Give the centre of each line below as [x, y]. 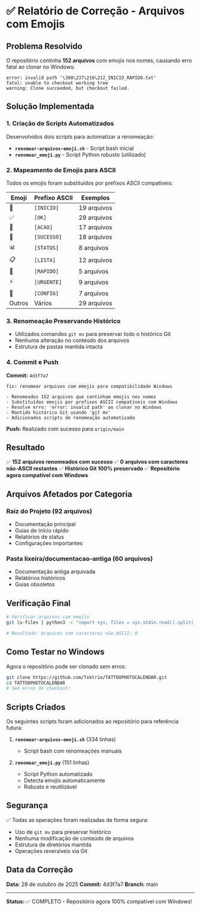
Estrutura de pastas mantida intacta [59, 347]
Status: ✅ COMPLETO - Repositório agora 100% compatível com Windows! [99, 901]
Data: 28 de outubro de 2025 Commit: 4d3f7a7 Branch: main [82, 884]
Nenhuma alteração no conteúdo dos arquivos [72, 340]
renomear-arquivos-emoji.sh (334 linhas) [65, 739]
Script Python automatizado [58, 774]
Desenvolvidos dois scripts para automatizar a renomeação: [80, 136]
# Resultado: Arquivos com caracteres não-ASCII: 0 [72, 633]
